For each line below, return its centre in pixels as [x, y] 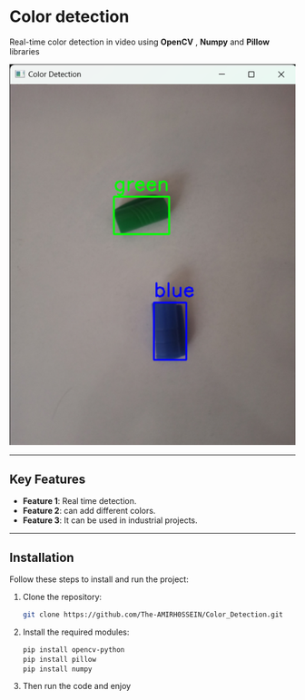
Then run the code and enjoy [77, 686]
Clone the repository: [62, 596]
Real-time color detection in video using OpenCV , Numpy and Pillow [140, 42]
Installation [42, 557]
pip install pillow [59, 659]
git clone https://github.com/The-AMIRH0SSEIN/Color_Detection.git [152, 615]
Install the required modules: [76, 632]
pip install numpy [57, 669]
